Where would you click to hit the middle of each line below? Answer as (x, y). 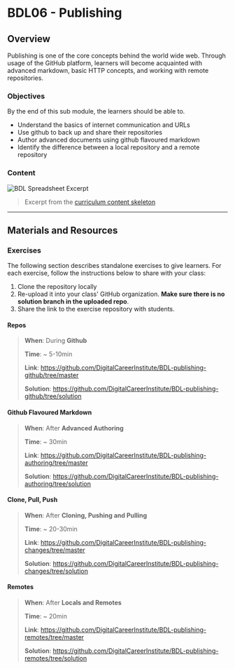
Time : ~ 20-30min (51, 529)
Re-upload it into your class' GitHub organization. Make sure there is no (121, 294)
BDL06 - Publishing (65, 13)
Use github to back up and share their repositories (90, 133)
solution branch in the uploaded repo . (73, 302)
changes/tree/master (55, 550)
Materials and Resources (63, 230)
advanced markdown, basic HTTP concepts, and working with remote (108, 70)
